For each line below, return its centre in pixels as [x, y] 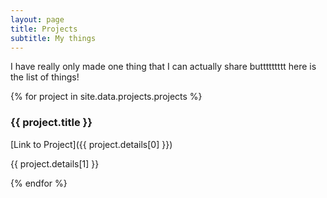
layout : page [37, 19]
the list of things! [45, 77]
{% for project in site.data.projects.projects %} [106, 97]
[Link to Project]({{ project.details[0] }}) [91, 144]
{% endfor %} [39, 183]
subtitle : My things [53, 38]
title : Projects [44, 29]
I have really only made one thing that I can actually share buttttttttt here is [163, 67]
